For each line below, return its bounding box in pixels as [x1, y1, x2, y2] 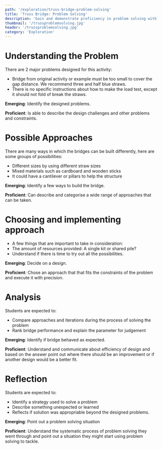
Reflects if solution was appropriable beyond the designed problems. [12, 409, 150, 415]
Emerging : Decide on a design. [5, 260, 67, 266]
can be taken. [5, 197, 32, 203]
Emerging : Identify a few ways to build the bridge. [5, 182, 105, 188]
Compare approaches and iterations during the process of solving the [12, 317, 151, 323]
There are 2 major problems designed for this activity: [5, 66, 112, 72]
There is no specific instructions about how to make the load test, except [12, 86, 157, 92]
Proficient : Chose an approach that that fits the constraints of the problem [5, 270, 153, 275]
